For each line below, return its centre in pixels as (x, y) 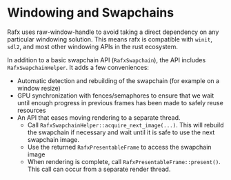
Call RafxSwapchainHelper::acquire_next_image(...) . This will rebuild (125, 125)
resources (31, 110)
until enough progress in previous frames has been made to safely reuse (120, 102)
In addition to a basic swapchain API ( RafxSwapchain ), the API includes (107, 60)
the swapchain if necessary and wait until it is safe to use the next (121, 132)
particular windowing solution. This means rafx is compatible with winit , (110, 39)
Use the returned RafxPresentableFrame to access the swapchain (119, 147)
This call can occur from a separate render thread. (99, 169)
